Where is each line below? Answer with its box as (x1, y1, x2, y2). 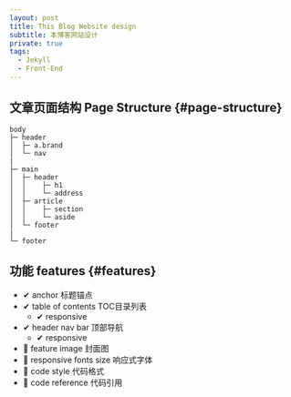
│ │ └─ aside (9, 212, 76, 221)
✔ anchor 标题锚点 (22, 289, 93, 300)
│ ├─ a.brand (9, 140, 64, 150)
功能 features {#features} (9, 263, 157, 279)
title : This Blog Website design (9, 22, 137, 31)
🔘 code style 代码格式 (22, 365, 105, 376)
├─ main (9, 165, 39, 174)
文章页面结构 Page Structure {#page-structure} (9, 100, 283, 116)
